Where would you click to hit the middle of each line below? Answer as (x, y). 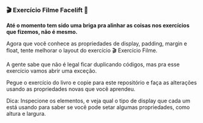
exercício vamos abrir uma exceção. (52, 71)
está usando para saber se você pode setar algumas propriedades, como (98, 107)
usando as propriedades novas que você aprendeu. (71, 89)
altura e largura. (26, 114)
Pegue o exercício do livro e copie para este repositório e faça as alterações (102, 83)
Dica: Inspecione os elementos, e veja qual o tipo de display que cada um (98, 101)
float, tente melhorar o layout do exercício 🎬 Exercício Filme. (82, 50)
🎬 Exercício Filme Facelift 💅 (47, 10)
